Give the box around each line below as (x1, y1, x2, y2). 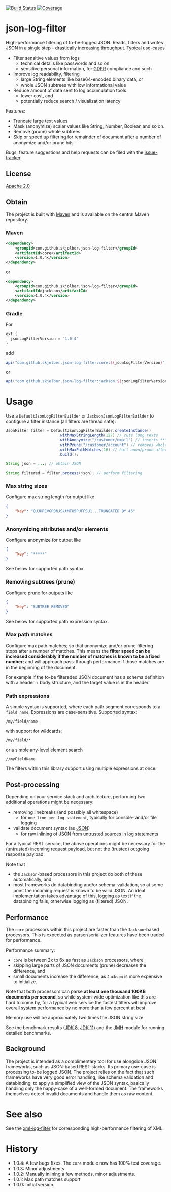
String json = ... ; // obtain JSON (6, 461, 81, 466)
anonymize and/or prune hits (13, 139, 74, 145)
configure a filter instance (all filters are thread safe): (6, 418, 116, 425)
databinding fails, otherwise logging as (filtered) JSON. (13, 898, 128, 904)
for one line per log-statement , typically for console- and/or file (20, 815, 157, 821)
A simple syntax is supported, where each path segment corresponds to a (6, 704, 161, 710)
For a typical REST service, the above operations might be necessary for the (6, 841, 165, 847)
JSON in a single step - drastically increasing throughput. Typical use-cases (6, 45, 165, 51)
